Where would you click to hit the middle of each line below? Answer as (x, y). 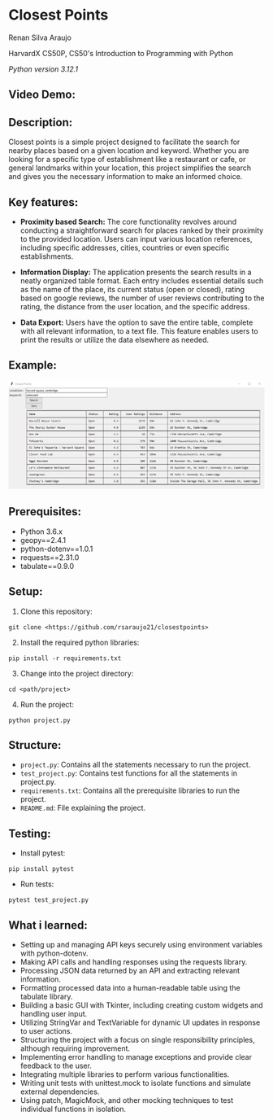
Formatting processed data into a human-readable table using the (130, 987)
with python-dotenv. (54, 953)
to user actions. (46, 1030)
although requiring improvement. (75, 1048)
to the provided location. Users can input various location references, (136, 238)
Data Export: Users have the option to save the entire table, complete (136, 322)
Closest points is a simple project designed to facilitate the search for (124, 142)
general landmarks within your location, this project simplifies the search (130, 168)
